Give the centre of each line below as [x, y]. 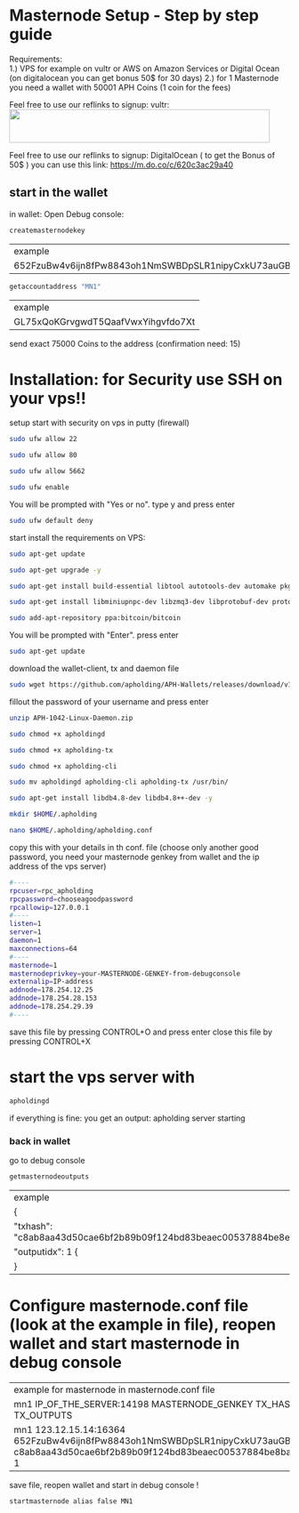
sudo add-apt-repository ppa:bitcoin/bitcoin [95, 618]
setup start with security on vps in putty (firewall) [99, 423]
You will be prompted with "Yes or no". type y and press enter [122, 504]
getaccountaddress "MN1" [55, 286]
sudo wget [28, 685]
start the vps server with [102, 1077]
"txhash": [33, 1226]
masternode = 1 [33, 965]
